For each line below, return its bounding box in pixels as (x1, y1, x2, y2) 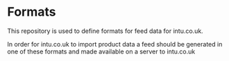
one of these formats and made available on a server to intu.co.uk (7, 47, 196, 56)
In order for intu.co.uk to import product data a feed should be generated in (7, 40, 223, 48)
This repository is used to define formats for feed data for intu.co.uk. (7, 27, 203, 35)
